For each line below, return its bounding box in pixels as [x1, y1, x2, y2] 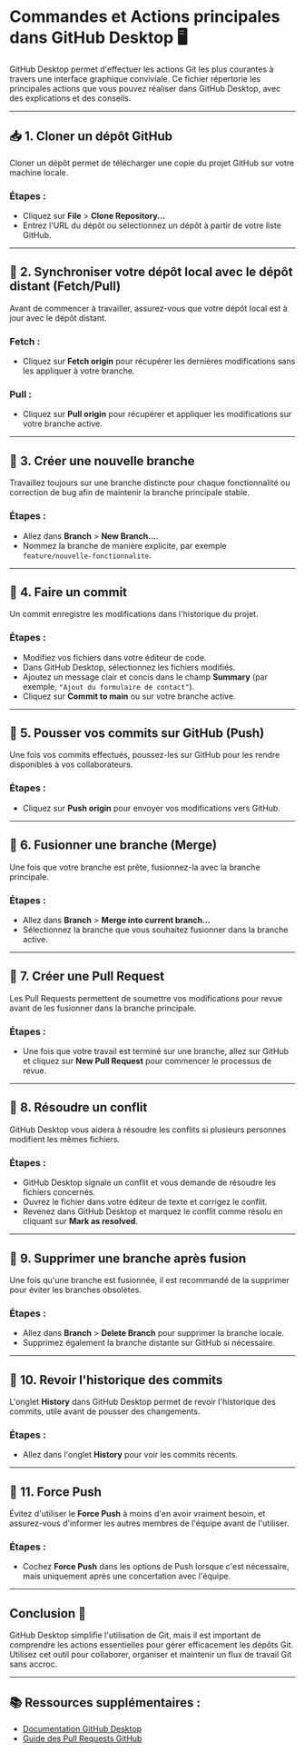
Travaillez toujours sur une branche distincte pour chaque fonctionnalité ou [9, 477, 290, 488]
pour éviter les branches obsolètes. [9, 1284, 143, 1295]
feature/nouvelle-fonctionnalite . [22, 550, 152, 561]
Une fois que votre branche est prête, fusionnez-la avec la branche [9, 862, 261, 872]
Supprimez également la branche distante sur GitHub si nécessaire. [22, 1338, 275, 1349]
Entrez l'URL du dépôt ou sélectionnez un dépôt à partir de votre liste [22, 220, 281, 231]
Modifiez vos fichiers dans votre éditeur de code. [22, 652, 207, 662]
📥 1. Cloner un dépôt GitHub [9, 129, 172, 144]
